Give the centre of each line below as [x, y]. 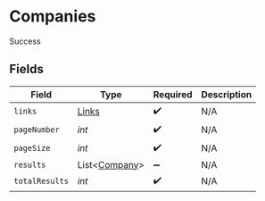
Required [173, 94]
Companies [53, 17]
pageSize [32, 148]
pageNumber [37, 130]
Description [227, 94]
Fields [27, 69]
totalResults [41, 181]
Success [25, 41]
